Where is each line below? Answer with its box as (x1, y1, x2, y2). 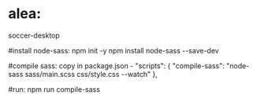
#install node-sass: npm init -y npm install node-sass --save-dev (8, 46, 219, 55)
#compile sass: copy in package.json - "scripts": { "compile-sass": (8, 60, 225, 71)
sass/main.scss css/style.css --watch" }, (24, 69, 158, 78)
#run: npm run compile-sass (8, 84, 101, 94)
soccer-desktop (8, 31, 61, 40)
